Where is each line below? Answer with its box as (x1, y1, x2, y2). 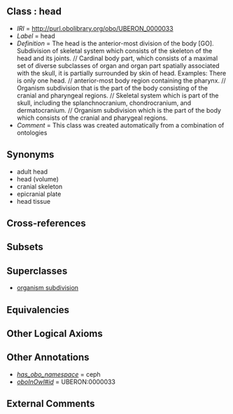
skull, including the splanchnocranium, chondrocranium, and (16, 98, 192, 107)
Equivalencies (6, 304, 69, 316)
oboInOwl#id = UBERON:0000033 (16, 378, 116, 386)
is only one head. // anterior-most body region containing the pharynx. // (16, 76, 227, 85)
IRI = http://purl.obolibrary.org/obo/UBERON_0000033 (16, 24, 174, 32)
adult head (16, 167, 48, 176)
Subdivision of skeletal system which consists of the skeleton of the (16, 46, 213, 55)
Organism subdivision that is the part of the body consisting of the (16, 83, 208, 92)
